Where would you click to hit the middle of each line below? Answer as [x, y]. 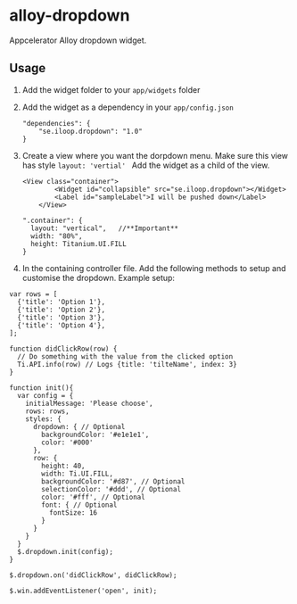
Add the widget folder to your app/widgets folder [111, 89]
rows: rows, [47, 411]
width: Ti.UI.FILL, [78, 474]
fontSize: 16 [73, 513]
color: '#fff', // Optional [93, 497]
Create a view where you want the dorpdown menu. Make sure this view [155, 155]
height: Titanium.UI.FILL [78, 244]
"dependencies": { [56, 123]
